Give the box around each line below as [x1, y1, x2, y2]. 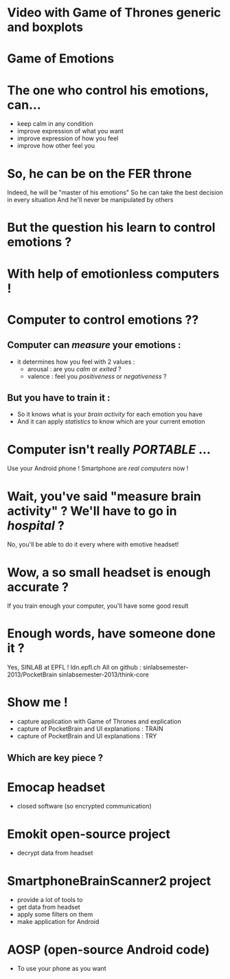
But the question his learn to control [7, 220, 216, 235]
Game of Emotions [7, 51, 115, 67]
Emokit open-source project [7, 826, 170, 841]
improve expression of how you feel [16, 134, 119, 142]
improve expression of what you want [16, 127, 124, 135]
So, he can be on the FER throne [7, 166, 192, 181]
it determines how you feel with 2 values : [16, 357, 135, 366]
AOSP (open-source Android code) [7, 942, 210, 957]
